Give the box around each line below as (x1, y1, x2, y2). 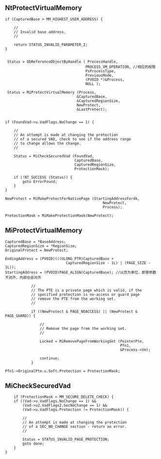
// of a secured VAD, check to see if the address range (14, 136, 131, 141)
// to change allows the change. (14, 141, 81, 146)
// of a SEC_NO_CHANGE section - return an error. (22, 425, 127, 429)
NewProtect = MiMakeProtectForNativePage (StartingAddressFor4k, (5, 196, 140, 201)
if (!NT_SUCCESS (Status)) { (14, 175, 73, 180)
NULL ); (85, 81, 101, 86)
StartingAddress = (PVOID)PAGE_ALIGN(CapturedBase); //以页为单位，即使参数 (5, 270, 157, 275)
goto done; (22, 442, 45, 446)
